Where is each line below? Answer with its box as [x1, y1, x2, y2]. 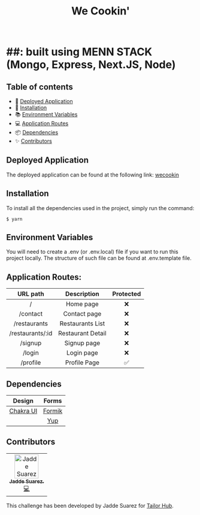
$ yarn [6, 216, 23, 222]
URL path [17, 290, 44, 298]
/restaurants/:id [9, 329, 53, 337]
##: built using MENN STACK [6, 45, 153, 59]
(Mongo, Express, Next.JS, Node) [6, 58, 176, 71]
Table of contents [6, 82, 73, 92]
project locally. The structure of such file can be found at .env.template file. [6, 254, 192, 262]
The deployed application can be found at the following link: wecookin [6, 171, 180, 178]
